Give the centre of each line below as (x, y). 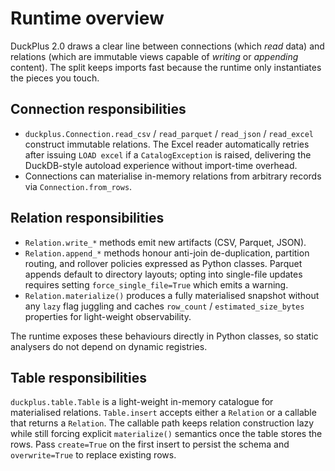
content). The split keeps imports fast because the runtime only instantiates (166, 67)
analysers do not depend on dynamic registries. (109, 346)
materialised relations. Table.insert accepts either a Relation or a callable (163, 413)
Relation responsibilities (87, 218)
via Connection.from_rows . (78, 186)
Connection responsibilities (98, 109)
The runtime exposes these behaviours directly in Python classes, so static (164, 336)
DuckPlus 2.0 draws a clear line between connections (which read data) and (167, 46)
